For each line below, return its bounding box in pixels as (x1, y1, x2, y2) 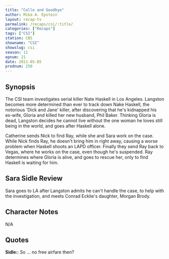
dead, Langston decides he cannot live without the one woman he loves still (5, 117, 163, 123)
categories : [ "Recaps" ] (5, 26, 55, 31)
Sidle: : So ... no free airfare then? (5, 249, 75, 255)
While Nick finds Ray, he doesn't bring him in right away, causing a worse (5, 138, 158, 144)
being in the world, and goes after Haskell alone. (5, 122, 106, 129)
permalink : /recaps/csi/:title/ (5, 21, 73, 27)
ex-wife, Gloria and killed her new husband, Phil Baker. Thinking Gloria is (5, 112, 156, 118)
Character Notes (5, 208, 59, 217)
